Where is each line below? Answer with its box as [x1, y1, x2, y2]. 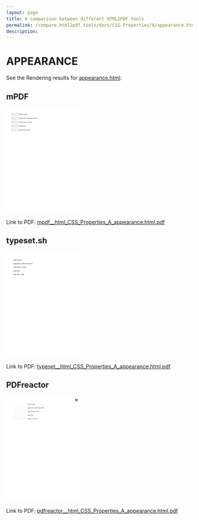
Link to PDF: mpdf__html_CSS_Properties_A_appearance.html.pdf [6, 218, 165, 226]
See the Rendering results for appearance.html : [6, 74, 122, 81]
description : [6, 28, 38, 34]
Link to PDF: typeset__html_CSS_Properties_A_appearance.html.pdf [6, 363, 171, 370]
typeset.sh [6, 236, 47, 246]
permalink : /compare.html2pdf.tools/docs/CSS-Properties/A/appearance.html [6, 22, 197, 28]
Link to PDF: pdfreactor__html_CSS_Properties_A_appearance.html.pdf [6, 507, 178, 514]
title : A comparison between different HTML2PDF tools [6, 15, 145, 22]
